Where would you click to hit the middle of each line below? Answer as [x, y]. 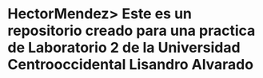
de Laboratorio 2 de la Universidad [124, 48]
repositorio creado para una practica [131, 31]
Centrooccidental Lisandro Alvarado [130, 65]
